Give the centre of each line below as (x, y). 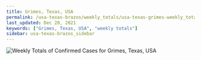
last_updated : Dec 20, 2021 (41, 23)
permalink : (20, 17)
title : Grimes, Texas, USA (40, 12)
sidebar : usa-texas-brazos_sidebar (51, 34)
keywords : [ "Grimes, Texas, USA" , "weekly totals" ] (72, 28)
